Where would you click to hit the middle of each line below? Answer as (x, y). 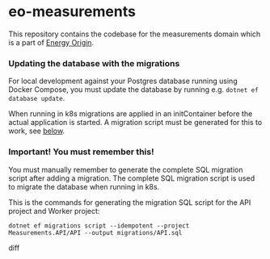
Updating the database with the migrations (94, 63)
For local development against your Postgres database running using (123, 81)
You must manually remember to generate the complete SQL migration (126, 169)
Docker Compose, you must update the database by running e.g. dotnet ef (133, 90)
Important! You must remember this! (81, 152)
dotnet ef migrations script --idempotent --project (99, 226)
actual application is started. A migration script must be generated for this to (135, 123)
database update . (37, 98)
